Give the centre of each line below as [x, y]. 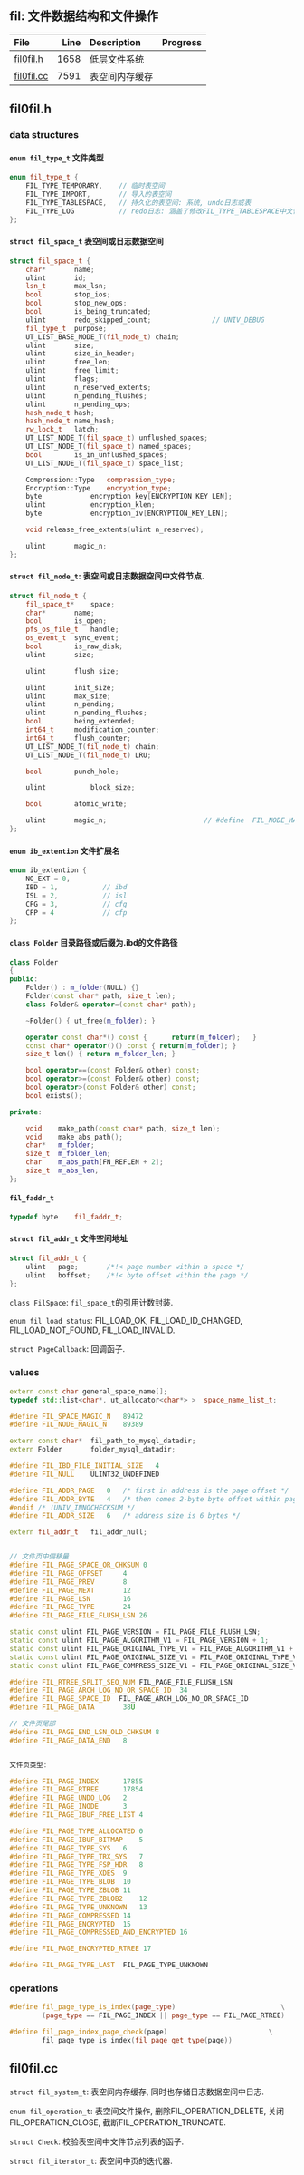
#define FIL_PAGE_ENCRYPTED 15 [70, 1924]
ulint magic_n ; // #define [135, 820]
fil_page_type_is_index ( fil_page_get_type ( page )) [137, 2041]
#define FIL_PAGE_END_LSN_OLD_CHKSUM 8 [85, 1732]
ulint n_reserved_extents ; [89, 387]
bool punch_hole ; [72, 772]
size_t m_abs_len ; [62, 1171]
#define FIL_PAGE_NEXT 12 [70, 1590]
